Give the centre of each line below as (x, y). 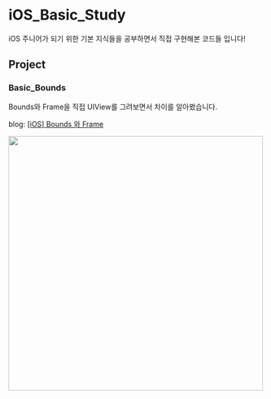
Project (27, 65)
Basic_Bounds (37, 88)
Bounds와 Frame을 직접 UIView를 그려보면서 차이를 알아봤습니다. (113, 107)
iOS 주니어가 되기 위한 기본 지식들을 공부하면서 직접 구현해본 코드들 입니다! (127, 38)
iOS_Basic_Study (67, 15)
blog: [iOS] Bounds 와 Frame (56, 124)
